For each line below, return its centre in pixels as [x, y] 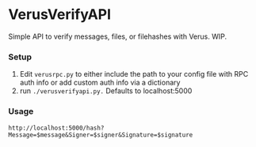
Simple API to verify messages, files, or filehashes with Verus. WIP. [118, 36]
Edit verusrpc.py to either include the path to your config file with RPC [134, 74]
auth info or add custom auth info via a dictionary [100, 83]
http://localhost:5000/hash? [56, 128]
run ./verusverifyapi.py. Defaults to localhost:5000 [106, 91]
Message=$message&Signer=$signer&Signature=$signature [101, 135]
